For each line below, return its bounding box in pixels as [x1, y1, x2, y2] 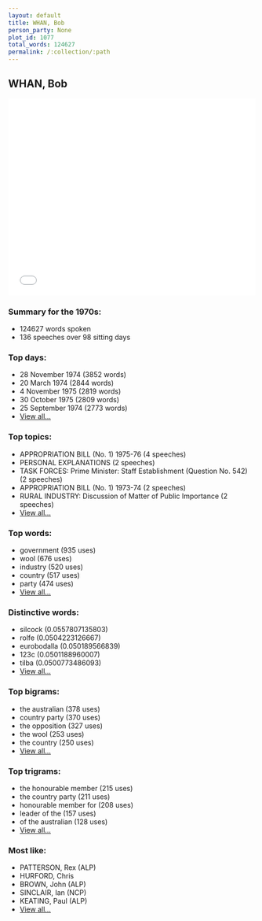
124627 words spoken [19, 324, 92, 334]
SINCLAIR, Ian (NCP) [19, 888, 87, 897]
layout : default [8, 11, 61, 20]
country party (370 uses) [19, 712, 100, 722]
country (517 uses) [19, 571, 80, 579]
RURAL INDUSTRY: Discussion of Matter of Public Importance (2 [19, 491, 228, 501]
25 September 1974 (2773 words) [19, 403, 128, 413]
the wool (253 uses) [19, 729, 85, 738]
